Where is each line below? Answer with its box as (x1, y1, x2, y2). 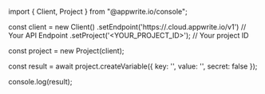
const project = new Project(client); (8, 46, 125, 55)
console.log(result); (8, 77, 73, 86)
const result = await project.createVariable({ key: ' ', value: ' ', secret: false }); (8, 61, 258, 71)
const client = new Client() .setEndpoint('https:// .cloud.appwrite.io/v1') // (8, 22, 247, 31)
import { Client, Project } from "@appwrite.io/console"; (8, 7, 188, 16)
